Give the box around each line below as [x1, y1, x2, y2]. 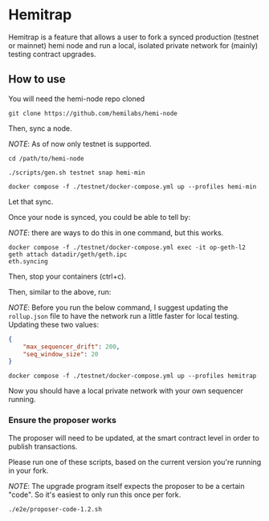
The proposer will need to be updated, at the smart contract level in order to [8, 433, 259, 442]
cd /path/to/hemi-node [8, 154, 84, 162]
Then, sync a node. [8, 123, 72, 133]
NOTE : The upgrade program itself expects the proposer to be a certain [8, 481, 245, 490]
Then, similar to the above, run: [8, 287, 112, 296]
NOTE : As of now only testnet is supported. [8, 139, 152, 149]
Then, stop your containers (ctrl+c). [8, 271, 127, 281]
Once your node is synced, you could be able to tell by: [8, 212, 191, 222]
